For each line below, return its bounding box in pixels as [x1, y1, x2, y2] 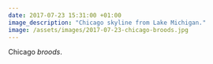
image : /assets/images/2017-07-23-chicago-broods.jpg [8, 26, 189, 34]
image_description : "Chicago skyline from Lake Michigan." [8, 19, 207, 27]
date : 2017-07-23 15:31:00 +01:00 [8, 11, 122, 20]
